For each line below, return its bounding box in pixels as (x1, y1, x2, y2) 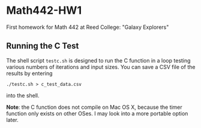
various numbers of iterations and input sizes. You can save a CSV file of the (6, 63, 196, 70)
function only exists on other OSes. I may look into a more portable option (6, 109, 188, 117)
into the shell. (6, 91, 40, 99)
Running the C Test (6, 41, 79, 51)
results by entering (6, 70, 53, 77)
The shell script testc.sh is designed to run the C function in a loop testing (6, 56, 191, 64)
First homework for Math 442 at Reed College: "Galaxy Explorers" (6, 23, 169, 31)
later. (6, 116, 19, 123)
